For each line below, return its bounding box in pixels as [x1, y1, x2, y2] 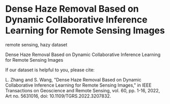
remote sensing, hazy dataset [5, 41, 68, 47]
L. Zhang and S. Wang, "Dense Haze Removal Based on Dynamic [5, 76, 141, 83]
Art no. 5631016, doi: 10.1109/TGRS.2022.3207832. [5, 93, 111, 99]
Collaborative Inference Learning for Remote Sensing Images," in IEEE [5, 82, 152, 88]
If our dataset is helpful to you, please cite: [5, 67, 95, 73]
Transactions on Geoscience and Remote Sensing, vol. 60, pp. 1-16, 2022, [5, 87, 160, 93]
